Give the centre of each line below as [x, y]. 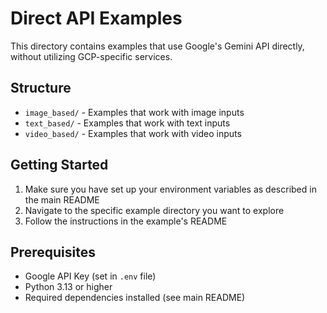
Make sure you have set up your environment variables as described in [170, 189]
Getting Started [59, 165]
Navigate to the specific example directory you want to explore [154, 210]
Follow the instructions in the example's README [126, 221]
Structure [41, 88]
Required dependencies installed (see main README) [135, 298]
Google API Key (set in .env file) [90, 276]
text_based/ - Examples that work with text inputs [127, 123]
